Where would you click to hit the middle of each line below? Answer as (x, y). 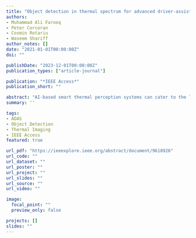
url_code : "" (22, 156)
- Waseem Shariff (27, 38)
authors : (17, 17)
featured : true (24, 141)
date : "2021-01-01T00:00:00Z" (43, 50)
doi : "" (15, 55)
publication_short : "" (34, 87)
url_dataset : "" (26, 162)
